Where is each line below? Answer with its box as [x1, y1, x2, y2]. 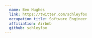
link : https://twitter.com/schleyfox [9, 12, 88, 17]
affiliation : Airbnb [9, 21, 52, 26]
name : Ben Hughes [9, 7, 45, 12]
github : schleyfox [9, 26, 48, 31]
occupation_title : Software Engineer [9, 16, 88, 21]
